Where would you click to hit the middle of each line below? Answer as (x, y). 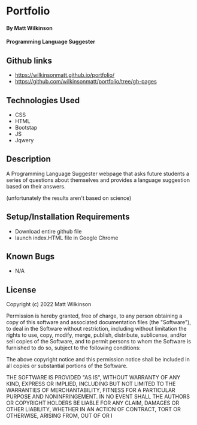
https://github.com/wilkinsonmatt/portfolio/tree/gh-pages (86, 82)
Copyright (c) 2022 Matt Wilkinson (49, 304)
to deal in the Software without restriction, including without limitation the (96, 329)
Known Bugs (31, 257)
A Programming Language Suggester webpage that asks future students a (98, 173)
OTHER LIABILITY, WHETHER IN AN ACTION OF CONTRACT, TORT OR (93, 409)
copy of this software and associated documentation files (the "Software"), (99, 322)
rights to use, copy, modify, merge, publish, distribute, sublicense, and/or (96, 335)
